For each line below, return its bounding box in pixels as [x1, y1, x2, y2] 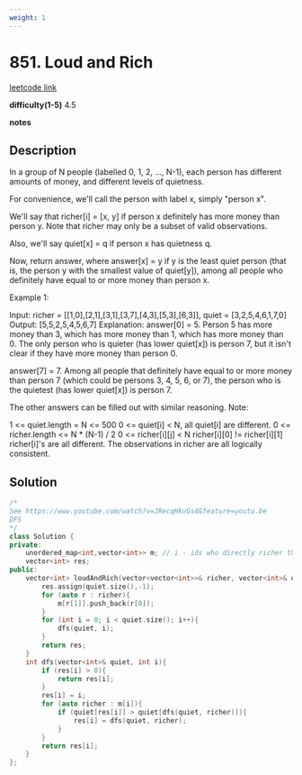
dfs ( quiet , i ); [57, 624, 115, 634]
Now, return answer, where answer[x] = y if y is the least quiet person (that [9, 256, 287, 267]
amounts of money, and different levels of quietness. [9, 177, 205, 187]
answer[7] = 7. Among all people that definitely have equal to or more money [9, 366, 293, 377]
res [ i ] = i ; [41, 691, 87, 700]
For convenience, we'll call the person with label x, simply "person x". [9, 194, 267, 205]
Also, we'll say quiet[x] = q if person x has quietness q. [9, 238, 213, 249]
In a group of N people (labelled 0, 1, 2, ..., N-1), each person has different [9, 167, 282, 178]
